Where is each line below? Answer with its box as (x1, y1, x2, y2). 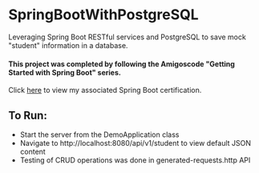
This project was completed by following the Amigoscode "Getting (8, 58, 235, 69)
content (19, 147, 46, 156)
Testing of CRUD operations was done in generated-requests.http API (19, 155, 251, 165)
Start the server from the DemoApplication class (19, 130, 180, 139)
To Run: (8, 108, 48, 122)
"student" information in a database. (8, 40, 128, 50)
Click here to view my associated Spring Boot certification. (8, 86, 202, 95)
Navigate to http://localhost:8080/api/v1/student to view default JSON (19, 138, 251, 147)
